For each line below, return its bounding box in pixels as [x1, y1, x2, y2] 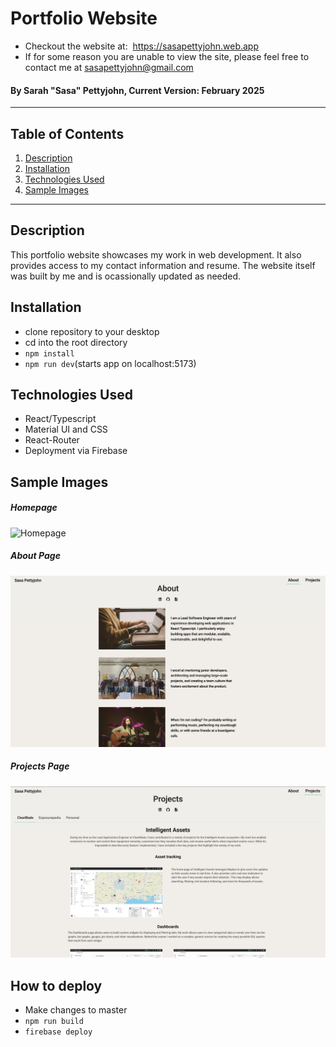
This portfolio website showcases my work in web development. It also [10, 248, 302, 261]
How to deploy [10, 977, 103, 994]
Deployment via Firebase [24, 445, 128, 457]
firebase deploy [24, 1027, 93, 1037]
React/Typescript [24, 413, 97, 425]
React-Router [24, 434, 80, 446]
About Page [10, 550, 61, 562]
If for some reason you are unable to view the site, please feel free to [24, 50, 310, 62]
